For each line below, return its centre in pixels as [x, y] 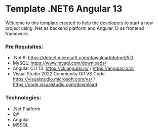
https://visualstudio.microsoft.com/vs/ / [54, 79]
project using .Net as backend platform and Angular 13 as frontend [75, 28]
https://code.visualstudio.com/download [55, 84]
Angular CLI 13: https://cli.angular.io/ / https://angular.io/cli [73, 68]
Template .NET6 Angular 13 [64, 9]
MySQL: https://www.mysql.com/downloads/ [60, 63]
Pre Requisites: [24, 47]
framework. [17, 33]
